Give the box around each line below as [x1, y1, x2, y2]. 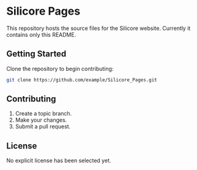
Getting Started [6, 49, 67, 59]
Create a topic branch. [15, 110, 72, 117]
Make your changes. [15, 116, 67, 124]
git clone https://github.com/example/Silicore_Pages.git [6, 76, 157, 83]
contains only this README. [6, 31, 76, 38]
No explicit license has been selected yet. [6, 157, 111, 164]
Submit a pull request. [15, 123, 71, 130]
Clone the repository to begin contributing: [6, 65, 114, 72]
